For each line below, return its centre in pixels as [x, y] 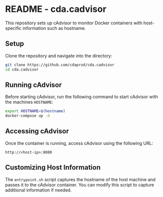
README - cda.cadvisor [56, 9]
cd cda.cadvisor [22, 69]
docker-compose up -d [28, 116]
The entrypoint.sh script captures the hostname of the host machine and [80, 179]
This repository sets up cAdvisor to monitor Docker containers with [74, 23]
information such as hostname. [54, 28]
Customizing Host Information [53, 167]
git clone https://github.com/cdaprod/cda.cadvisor [60, 65]
